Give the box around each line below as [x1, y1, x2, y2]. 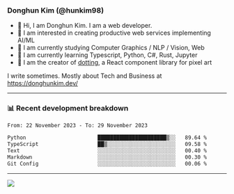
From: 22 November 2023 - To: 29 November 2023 [7, 122, 148, 129]
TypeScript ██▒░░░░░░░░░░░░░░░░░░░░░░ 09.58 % [7, 141, 208, 148]
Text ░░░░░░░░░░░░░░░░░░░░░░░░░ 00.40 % [7, 147, 208, 154]
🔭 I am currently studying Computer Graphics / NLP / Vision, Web [17, 44, 205, 52]
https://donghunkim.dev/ [7, 79, 79, 88]
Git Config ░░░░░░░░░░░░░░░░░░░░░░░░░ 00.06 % [7, 160, 208, 167]
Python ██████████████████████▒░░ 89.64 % [7, 134, 208, 141]
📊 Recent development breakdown [7, 104, 129, 113]
